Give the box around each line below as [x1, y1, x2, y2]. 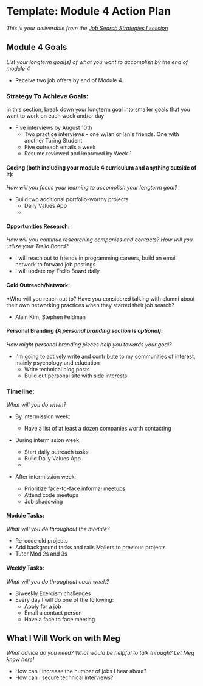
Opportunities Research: [6, 223, 70, 230]
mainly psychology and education [15, 359, 100, 366]
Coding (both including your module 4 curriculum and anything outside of [6, 163, 197, 171]
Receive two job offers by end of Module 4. [15, 76, 123, 84]
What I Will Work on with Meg [6, 633, 120, 643]
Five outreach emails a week [24, 143, 96, 151]
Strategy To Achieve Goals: [6, 91, 89, 100]
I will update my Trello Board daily [15, 267, 100, 275]
